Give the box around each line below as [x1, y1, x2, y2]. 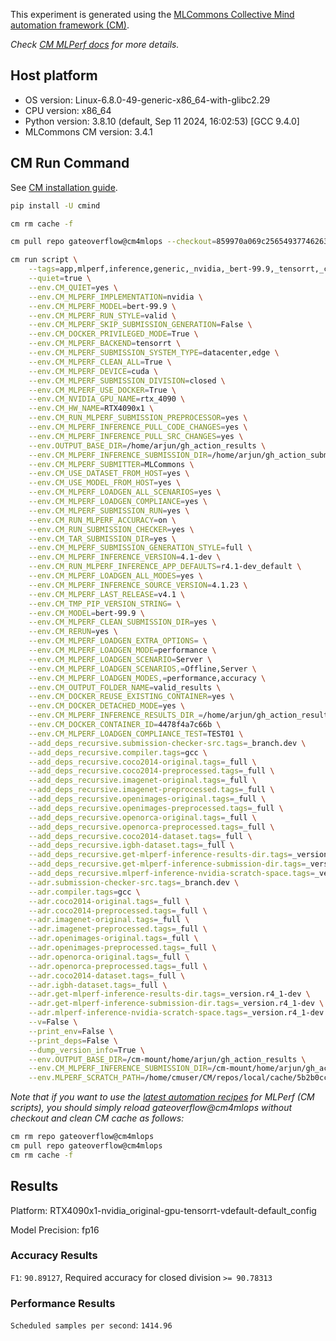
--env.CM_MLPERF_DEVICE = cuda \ [28, 366, 159, 376]
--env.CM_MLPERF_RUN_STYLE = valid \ [28, 310, 177, 321]
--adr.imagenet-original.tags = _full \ [28, 915, 190, 925]
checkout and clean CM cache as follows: [10, 1112, 185, 1124]
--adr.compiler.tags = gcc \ [28, 887, 141, 897]
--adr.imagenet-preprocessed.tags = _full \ [28, 924, 208, 934]
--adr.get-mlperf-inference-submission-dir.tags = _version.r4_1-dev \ [28, 999, 325, 1009]
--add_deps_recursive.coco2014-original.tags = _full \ [28, 757, 257, 767]
